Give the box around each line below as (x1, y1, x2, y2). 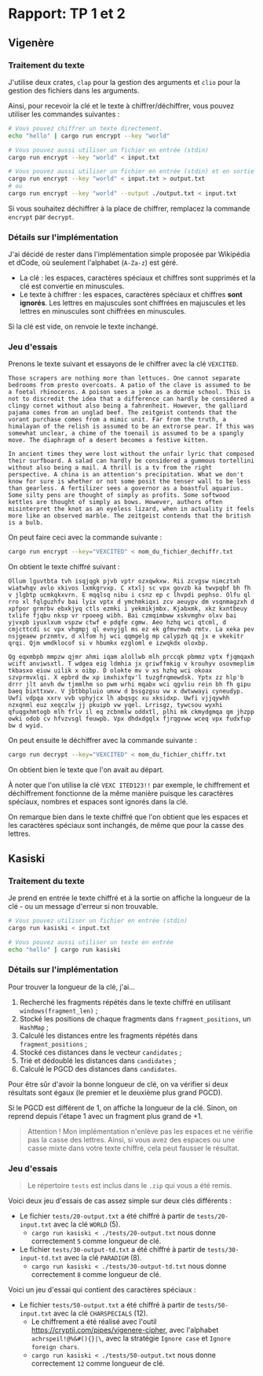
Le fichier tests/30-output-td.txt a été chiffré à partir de (19, 1245, 206, 1254)
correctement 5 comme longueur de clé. (31, 1236, 162, 1245)
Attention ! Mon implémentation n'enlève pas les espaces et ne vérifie (27, 1126, 254, 1136)
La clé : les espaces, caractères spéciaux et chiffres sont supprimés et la (19, 273, 256, 283)
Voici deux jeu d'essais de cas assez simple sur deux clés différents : (8, 1196, 232, 1205)
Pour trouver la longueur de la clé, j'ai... (8, 982, 136, 992)
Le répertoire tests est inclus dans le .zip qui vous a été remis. (27, 1181, 232, 1190)
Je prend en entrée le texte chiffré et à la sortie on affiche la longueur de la (8, 893, 250, 903)
